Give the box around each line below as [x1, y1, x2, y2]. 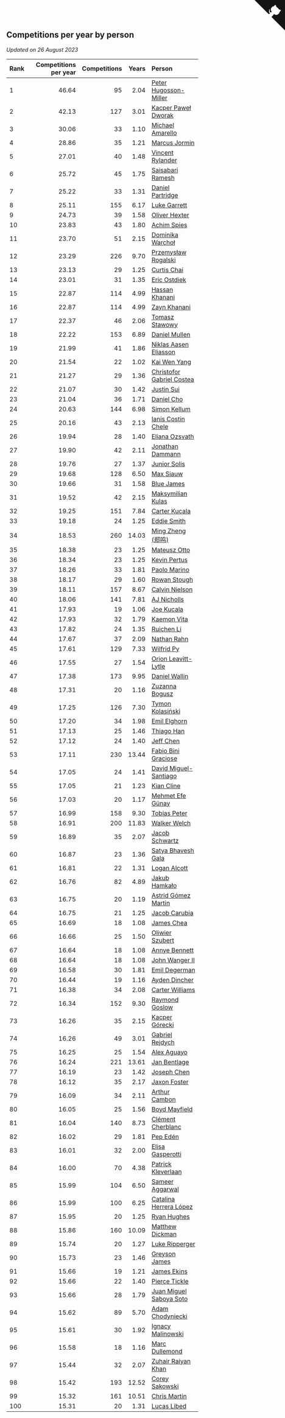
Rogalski [151, 256, 176, 264]
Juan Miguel [151, 1286, 187, 1295]
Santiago [151, 771, 177, 780]
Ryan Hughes [151, 1212, 190, 1221]
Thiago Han [151, 726, 185, 735]
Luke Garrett [151, 201, 188, 209]
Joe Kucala [151, 605, 184, 613]
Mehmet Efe [151, 791, 186, 800]
